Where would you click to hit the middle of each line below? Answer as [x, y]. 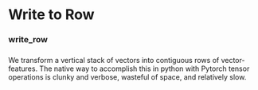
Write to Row [51, 15]
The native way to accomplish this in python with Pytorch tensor [145, 68]
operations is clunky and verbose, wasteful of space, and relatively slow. [127, 77]
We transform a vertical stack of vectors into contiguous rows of [114, 61]
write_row [28, 40]
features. [23, 68]
